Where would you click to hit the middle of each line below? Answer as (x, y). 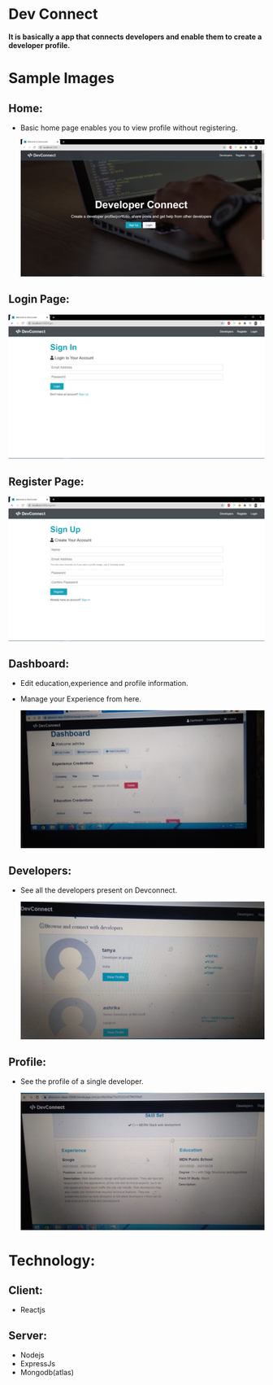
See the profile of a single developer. (82, 1081)
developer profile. (39, 45)
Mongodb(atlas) (47, 1373)
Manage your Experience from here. (81, 699)
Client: (26, 1291)
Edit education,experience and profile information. (104, 684)
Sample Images (62, 79)
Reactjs (33, 1310)
